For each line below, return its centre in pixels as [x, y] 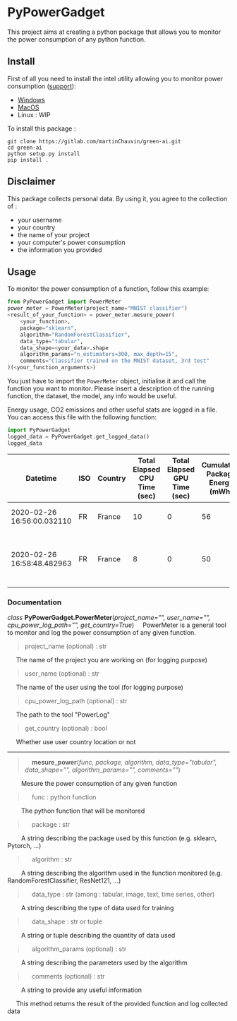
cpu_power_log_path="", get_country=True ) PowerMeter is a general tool [117, 625]
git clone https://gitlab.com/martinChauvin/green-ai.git [94, 141]
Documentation [35, 602]
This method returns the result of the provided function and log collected [122, 1003]
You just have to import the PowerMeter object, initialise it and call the [107, 381]
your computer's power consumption [71, 242]
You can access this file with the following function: [82, 417]
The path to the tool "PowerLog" [63, 715]
